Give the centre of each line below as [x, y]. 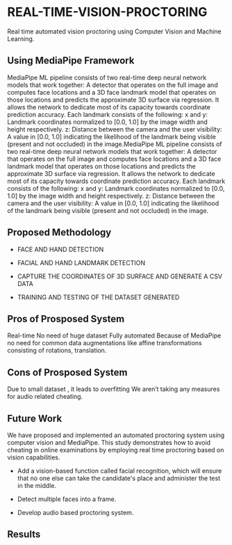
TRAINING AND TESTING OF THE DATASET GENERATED [98, 297]
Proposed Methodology [59, 233]
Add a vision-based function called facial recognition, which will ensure [119, 471]
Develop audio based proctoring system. [75, 513]
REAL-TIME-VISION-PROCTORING [107, 12]
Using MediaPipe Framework [71, 61]
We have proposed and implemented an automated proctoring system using [116, 435]
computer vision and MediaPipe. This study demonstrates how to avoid [109, 442]
